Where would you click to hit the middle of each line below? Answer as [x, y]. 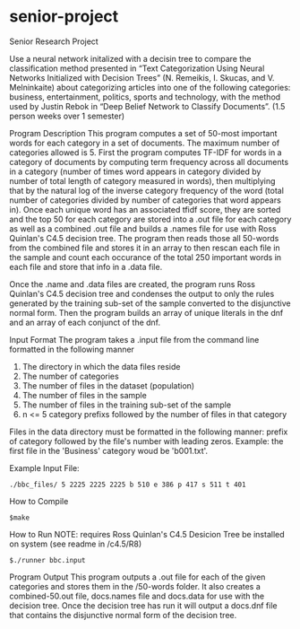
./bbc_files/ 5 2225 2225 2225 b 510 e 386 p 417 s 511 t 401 [128, 485]
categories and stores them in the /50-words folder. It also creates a [135, 586]
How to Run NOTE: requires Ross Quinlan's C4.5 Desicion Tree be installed [147, 534]
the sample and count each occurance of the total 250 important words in [146, 257]
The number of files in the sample [85, 395]
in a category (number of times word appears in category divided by [135, 171]
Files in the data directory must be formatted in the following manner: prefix [149, 432]
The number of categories [70, 376]
